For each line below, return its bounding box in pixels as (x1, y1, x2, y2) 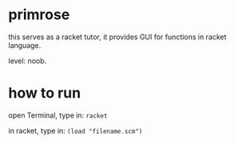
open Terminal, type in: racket (8, 110, 108, 120)
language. (8, 40, 42, 50)
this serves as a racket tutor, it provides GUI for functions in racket (8, 32, 227, 42)
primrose (8, 6, 70, 24)
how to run (8, 84, 82, 102)
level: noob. (8, 56, 47, 66)
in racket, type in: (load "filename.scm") (8, 125, 143, 135)
